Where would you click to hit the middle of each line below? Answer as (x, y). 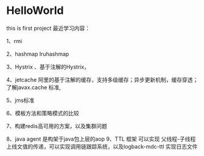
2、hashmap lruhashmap (38, 54)
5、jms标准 (20, 100)
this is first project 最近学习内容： (48, 28)
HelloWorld (35, 11)
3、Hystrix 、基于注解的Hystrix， (48, 67)
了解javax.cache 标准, (33, 87)
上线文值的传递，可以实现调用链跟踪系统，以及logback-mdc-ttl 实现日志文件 (102, 146)
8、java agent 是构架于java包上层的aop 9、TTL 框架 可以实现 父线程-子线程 (101, 139)
